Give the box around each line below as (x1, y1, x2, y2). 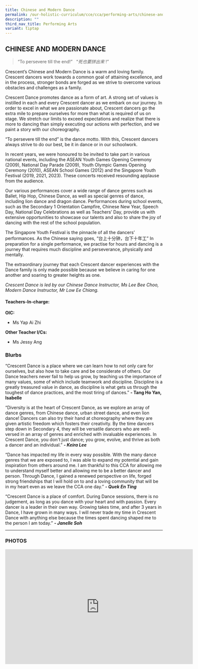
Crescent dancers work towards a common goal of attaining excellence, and (5, 74, 162, 80)
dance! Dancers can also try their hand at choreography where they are (5, 415, 152, 421)
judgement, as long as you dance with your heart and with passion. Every (5, 499, 156, 505)
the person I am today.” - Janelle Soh (5, 520, 82, 526)
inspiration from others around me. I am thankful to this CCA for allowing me (5, 463, 162, 469)
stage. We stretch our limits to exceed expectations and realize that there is (5, 116, 160, 122)
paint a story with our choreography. (5, 126, 80, 132)
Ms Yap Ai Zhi (12, 319, 41, 325)
